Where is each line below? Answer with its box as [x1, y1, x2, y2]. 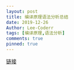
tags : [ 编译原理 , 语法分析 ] [6, 30, 65, 36]
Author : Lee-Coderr [6, 24, 54, 31]
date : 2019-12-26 [6, 19, 49, 25]
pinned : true [6, 41, 38, 47]
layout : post [6, 8, 38, 15]
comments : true [6, 36, 43, 41]
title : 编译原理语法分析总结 [6, 14, 69, 20]
